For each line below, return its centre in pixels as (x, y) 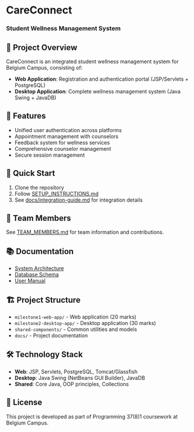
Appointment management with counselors (66, 136)
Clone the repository (39, 187)
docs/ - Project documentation (51, 335)
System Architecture (39, 268)
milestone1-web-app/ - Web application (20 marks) (75, 317)
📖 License (24, 402)
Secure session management (49, 155)
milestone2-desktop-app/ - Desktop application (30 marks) (85, 323)
